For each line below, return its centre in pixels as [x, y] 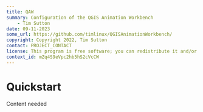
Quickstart [34, 87]
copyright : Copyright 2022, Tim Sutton [57, 40]
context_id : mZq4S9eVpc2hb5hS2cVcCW [53, 57]
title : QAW [20, 12]
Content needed [27, 104]
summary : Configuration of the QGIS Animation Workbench [80, 18]
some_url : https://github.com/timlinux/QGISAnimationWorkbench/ [89, 35]
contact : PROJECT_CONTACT [39, 46]
